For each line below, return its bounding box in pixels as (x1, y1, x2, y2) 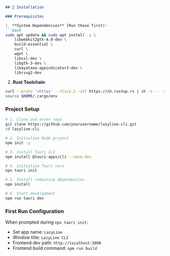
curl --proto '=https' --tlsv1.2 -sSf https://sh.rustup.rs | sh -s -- (5, 89, 159, 94)
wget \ (14, 51, 28, 56)
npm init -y (5, 140, 30, 145)
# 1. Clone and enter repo (5, 117, 62, 122)
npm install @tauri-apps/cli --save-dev (5, 154, 92, 159)
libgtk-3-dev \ (14, 61, 47, 66)
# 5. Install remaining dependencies (5, 177, 85, 182)
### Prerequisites (5, 14, 44, 19)
